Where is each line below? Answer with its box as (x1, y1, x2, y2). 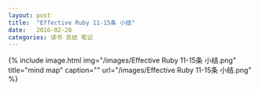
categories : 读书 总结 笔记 (8, 33, 93, 41)
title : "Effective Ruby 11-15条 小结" (8, 19, 135, 27)
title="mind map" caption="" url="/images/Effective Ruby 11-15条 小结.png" (8, 66, 252, 75)
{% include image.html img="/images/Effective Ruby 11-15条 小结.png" (8, 56, 236, 65)
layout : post (8, 11, 51, 20)
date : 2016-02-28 (8, 26, 72, 34)
